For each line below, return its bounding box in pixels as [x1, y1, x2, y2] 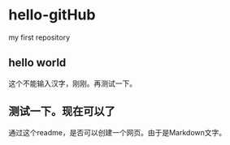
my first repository [8, 32, 71, 42]
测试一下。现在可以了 [8, 104, 115, 118]
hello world [8, 56, 67, 70]
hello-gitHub [8, 6, 96, 24]
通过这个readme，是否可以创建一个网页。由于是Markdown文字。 [8, 127, 227, 137]
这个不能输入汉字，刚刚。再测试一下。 [8, 79, 137, 88]
